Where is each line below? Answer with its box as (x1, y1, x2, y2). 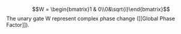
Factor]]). (6, 21, 30, 28)
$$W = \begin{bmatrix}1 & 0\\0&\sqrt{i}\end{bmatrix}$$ (32, 6, 170, 13)
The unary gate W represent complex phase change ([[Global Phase (6, 15, 176, 22)
